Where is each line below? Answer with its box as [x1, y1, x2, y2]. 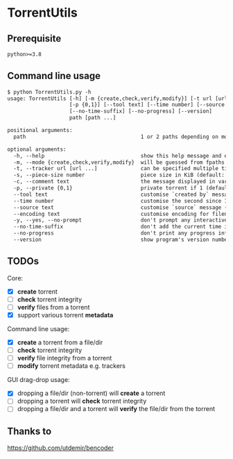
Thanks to [7, 425, 52, 437]
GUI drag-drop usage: [7, 376, 71, 384]
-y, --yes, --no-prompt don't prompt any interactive [13, 217, 228, 224]
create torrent [17, 287, 58, 296]
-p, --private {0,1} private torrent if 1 [13, 185, 203, 192]
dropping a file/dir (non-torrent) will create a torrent [17, 389, 166, 397]
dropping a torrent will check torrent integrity [17, 397, 147, 406]
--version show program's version [13, 236, 209, 244]
